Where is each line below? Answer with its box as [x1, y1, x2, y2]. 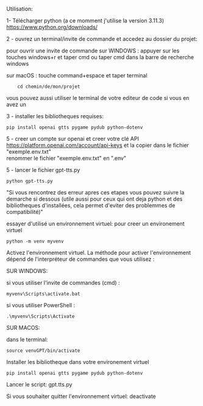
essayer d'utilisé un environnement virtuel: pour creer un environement [6, 220, 185, 227]
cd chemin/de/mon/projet [17, 84, 80, 90]
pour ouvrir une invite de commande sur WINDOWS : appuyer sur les [6, 47, 180, 54]
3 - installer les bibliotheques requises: [6, 113, 104, 119]
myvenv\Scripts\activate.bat [6, 291, 80, 297]
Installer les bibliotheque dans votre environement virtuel [6, 358, 149, 365]
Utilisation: [6, 5, 34, 12]
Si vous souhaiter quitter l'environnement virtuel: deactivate [6, 393, 157, 400]
